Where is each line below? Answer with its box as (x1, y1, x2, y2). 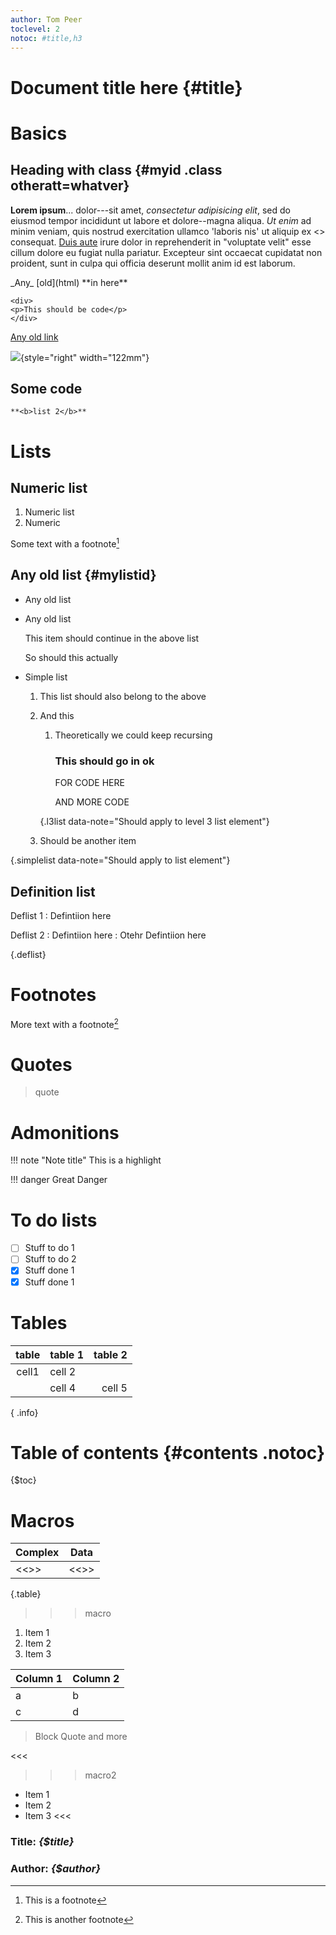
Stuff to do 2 (24, 1253, 77, 1265)
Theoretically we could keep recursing (54, 729, 213, 741)
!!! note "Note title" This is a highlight (10, 1154, 162, 1166)
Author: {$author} (10, 1862, 102, 1876)
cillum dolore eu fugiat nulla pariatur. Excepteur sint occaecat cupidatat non (10, 246, 323, 258)
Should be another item (39, 835, 137, 847)
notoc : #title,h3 (10, 33, 83, 43)
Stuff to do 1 (24, 1242, 75, 1254)
